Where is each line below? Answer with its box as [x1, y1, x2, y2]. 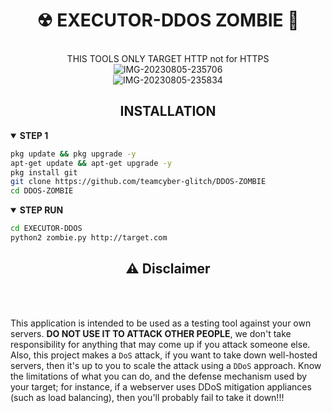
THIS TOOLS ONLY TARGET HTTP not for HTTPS [66, 52, 270, 64]
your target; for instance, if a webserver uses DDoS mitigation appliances [10, 380, 312, 393]
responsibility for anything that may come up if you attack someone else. [10, 338, 311, 350]
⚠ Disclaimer [125, 260, 211, 278]
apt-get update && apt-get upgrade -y [10, 158, 172, 168]
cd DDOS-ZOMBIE [10, 186, 74, 196]
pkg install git [10, 167, 78, 178]
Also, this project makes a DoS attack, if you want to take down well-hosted [10, 349, 318, 361]
